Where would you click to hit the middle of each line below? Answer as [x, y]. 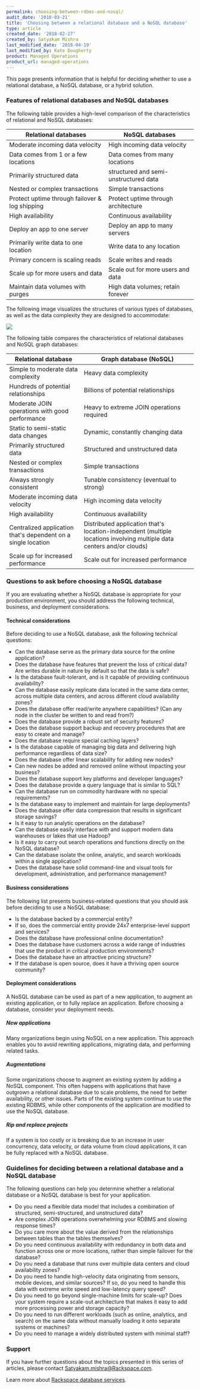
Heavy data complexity [116, 373]
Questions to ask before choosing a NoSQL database [84, 581]
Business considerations [37, 887]
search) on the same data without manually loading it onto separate [97, 1320]
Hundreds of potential [40, 386]
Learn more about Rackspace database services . [66, 1380]
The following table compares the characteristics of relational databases [95, 338]
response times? [35, 1225]
